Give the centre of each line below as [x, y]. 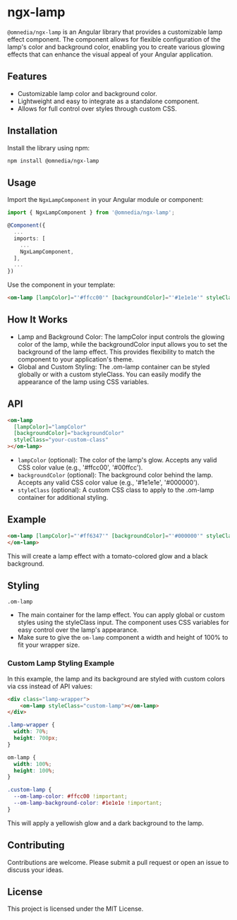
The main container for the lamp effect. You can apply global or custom [121, 615]
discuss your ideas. [36, 870]
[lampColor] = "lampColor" [50, 427]
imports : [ [30, 238]
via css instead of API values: [50, 686]
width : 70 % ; [31, 731]
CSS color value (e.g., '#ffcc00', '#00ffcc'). [80, 467]
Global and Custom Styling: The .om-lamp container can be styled [114, 366]
